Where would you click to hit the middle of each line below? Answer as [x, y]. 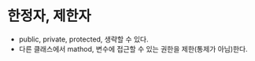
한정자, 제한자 [49, 16]
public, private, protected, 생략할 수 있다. [83, 39]
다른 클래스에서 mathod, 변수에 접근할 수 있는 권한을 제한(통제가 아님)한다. [133, 48]
